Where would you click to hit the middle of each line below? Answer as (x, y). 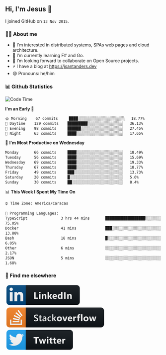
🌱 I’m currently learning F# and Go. (48, 56)
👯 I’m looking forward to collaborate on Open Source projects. (76, 61)
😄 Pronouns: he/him (33, 74)
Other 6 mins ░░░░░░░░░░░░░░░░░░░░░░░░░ (83, 248)
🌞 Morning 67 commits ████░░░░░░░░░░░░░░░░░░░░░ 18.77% (75, 119)
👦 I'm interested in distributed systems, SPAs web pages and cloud (81, 45)
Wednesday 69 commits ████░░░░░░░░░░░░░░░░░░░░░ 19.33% (74, 163)
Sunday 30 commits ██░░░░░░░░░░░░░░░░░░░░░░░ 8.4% (72, 182)
